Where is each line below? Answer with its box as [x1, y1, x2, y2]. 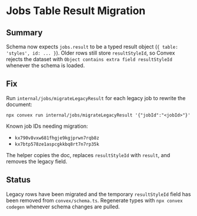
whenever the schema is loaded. [6, 62, 85, 69]
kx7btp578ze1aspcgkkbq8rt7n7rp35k [14, 141, 99, 147]
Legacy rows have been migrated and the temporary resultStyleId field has [6, 190, 191, 198]
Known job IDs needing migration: [6, 122, 88, 129]
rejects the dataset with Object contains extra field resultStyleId [6, 56, 172, 62]
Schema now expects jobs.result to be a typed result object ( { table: [6, 43, 178, 50]
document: [6, 101, 32, 108]
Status [6, 175, 31, 185]
